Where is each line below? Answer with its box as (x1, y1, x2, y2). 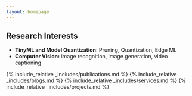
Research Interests (6, 31, 78, 41)
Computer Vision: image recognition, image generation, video (14, 53, 168, 60)
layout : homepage (6, 8, 49, 15)
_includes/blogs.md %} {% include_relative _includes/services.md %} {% (6, 77, 187, 84)
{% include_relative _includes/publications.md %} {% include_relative (6, 71, 177, 78)
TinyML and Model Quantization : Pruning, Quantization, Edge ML (14, 47, 177, 54)
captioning (14, 59, 42, 66)
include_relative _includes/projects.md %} (6, 83, 110, 91)
